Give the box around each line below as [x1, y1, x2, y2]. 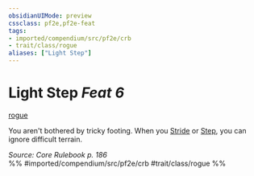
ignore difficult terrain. [8, 134, 83, 144]
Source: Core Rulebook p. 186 [8, 149, 107, 159]
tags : [8, 27, 27, 35]
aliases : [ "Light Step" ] [8, 49, 92, 57]
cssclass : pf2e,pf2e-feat [8, 19, 95, 27]
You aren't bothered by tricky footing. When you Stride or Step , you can [8, 125, 248, 135]
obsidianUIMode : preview [8, 11, 92, 20]
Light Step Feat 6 [8, 84, 125, 102]
